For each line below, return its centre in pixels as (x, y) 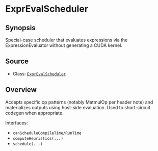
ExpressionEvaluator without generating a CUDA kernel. (64, 45)
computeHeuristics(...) (38, 138)
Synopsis (20, 28)
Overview (21, 90)
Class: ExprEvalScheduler (39, 73)
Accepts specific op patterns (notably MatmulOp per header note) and (79, 102)
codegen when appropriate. (34, 113)
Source (17, 61)
